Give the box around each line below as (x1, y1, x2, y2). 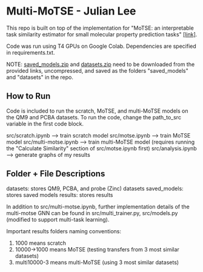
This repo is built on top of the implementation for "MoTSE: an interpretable (6, 24, 194, 32)
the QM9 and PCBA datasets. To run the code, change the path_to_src (6, 113, 182, 121)
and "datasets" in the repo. (6, 73, 74, 81)
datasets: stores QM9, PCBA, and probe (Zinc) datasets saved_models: (6, 185, 184, 192)
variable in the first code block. (6, 120, 84, 127)
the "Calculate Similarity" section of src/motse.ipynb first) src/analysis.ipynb (6, 144, 197, 152)
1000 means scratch (15, 239, 67, 247)
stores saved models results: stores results (6, 191, 113, 198)
